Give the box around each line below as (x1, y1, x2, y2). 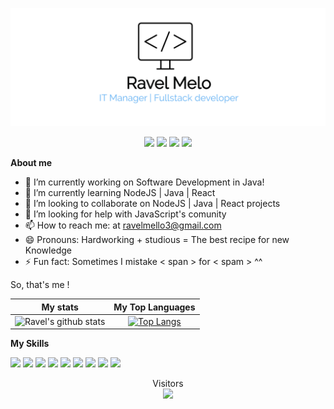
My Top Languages (113, 301, 196, 313)
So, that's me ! (10, 279, 70, 290)
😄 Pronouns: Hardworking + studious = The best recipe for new (24, 234, 290, 245)
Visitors (152, 378, 184, 390)
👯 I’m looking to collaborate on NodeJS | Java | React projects (24, 198, 281, 209)
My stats (41, 301, 79, 313)
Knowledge (24, 244, 72, 256)
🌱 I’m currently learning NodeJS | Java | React (24, 187, 216, 198)
